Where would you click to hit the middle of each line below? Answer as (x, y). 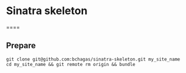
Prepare (21, 46)
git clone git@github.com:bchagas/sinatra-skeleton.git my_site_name (93, 59)
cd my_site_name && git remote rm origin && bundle (71, 64)
